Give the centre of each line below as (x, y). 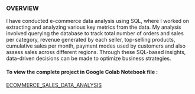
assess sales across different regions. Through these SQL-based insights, (96, 52)
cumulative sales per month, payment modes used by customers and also (96, 46)
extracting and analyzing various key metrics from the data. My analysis (94, 27)
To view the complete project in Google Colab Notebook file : (82, 72)
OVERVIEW (23, 8)
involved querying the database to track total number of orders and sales (95, 33)
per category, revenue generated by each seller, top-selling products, (91, 40)
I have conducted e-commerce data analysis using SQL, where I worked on (98, 21)
